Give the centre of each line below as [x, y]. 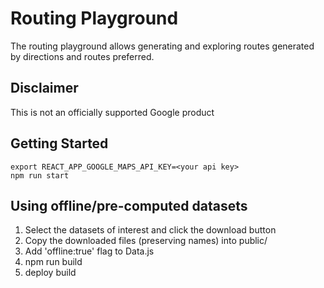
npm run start [40, 175]
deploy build [50, 273]
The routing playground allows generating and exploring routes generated [162, 46]
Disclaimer [44, 88]
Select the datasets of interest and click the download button [150, 230]
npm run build [53, 262]
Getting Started [59, 143]
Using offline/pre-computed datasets [129, 205]
